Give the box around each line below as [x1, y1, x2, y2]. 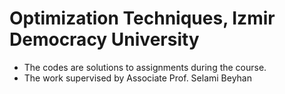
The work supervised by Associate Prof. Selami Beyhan [23, 72, 252, 84]
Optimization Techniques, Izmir [9, 7, 276, 30]
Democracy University [9, 28, 200, 51]
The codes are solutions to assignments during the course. [23, 61, 267, 73]
